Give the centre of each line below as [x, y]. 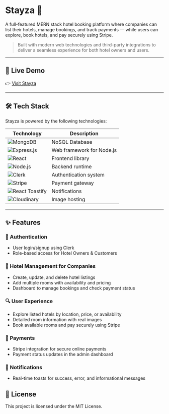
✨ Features [23, 222]
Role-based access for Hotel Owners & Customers [65, 253]
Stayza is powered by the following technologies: [56, 121]
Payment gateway [73, 183]
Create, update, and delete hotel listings [54, 277]
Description [84, 133]
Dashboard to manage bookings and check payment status [74, 288]
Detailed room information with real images [57, 319]
